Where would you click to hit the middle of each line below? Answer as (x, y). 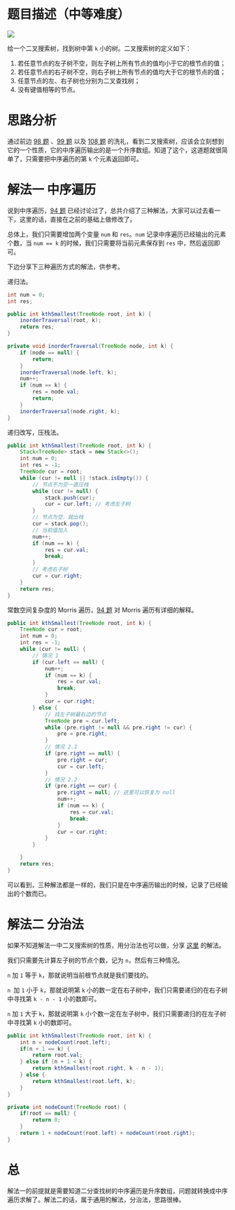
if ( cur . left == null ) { (69, 662)
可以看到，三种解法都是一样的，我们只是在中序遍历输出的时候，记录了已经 (114, 885)
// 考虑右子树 (50, 570)
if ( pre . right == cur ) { (81, 786)
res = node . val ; (56, 392)
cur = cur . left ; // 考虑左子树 (87, 504)
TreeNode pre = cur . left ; (82, 721)
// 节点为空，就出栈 (58, 517)
